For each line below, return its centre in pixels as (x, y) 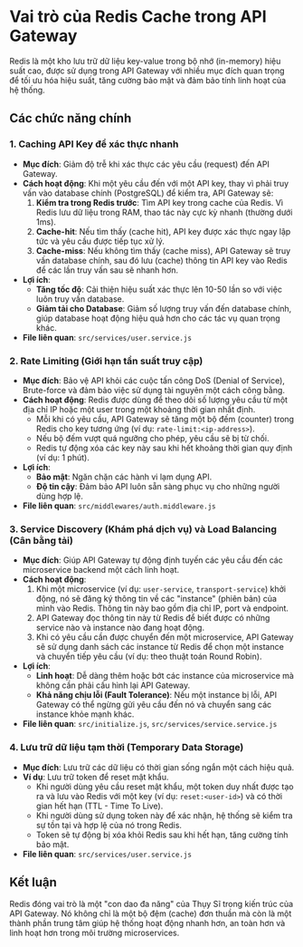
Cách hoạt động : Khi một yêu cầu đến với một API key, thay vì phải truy (156, 183)
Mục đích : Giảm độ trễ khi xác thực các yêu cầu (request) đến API (146, 164)
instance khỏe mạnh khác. (85, 714)
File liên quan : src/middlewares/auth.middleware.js (119, 506)
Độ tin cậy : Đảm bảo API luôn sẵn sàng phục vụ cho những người (158, 486)
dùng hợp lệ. (59, 496)
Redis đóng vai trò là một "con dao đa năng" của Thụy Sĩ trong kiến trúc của (151, 904)
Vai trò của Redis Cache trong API (138, 17)
